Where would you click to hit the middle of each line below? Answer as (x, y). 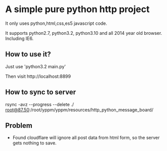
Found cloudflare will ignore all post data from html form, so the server (86, 138)
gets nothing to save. (34, 143)
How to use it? (28, 54)
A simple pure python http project (77, 9)
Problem (19, 125)
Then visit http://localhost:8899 (38, 76)
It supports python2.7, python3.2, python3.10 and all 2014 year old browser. (84, 33)
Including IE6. (19, 38)
